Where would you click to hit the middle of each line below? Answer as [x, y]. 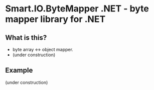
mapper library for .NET [55, 19]
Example [19, 70]
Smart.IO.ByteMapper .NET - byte [77, 9]
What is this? [26, 38]
